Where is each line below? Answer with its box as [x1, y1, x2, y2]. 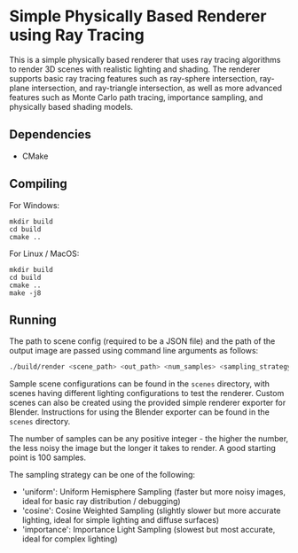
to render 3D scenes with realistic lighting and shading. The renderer [9, 64, 261, 74]
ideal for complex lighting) [21, 534, 118, 544]
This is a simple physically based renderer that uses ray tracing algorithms [9, 54, 281, 65]
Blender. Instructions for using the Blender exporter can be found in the [9, 407, 271, 417]
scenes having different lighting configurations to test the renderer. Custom [9, 388, 285, 399]
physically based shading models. [9, 101, 134, 112]
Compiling [9, 176, 68, 191]
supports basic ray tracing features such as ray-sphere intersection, [9, 73, 258, 83]
